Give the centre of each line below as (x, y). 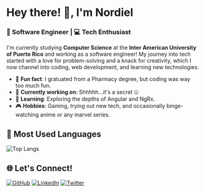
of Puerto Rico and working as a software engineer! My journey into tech (99, 54)
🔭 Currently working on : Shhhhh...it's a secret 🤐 (77, 92)
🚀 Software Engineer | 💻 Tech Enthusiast (69, 32)
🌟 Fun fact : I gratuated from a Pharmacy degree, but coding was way (103, 79)
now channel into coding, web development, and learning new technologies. (103, 67)
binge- (175, 106)
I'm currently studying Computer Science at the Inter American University (101, 48)
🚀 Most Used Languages (54, 134)
